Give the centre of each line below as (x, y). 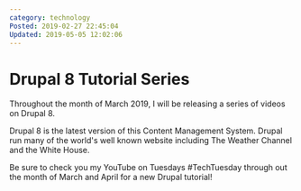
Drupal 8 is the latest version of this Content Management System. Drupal (146, 131)
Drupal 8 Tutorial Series (100, 79)
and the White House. (50, 150)
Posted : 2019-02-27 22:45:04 (64, 26)
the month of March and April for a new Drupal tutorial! (111, 177)
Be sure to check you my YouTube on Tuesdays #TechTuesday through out (148, 168)
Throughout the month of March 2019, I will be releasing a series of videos (147, 104)
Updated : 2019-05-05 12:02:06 (66, 34)
